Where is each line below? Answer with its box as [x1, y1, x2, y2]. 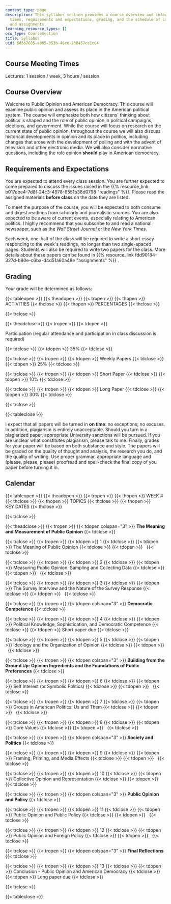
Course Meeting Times [5, 60, 79, 68]
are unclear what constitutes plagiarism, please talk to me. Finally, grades [5, 437, 159, 443]
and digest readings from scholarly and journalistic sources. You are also [5, 210, 158, 216]
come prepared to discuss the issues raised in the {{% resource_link [5, 184, 149, 190]
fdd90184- [134, 252, 157, 258]
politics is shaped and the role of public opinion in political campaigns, [5, 118, 153, 124]
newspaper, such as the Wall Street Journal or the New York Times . [5, 226, 148, 232]
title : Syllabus [5, 36, 40, 41]
